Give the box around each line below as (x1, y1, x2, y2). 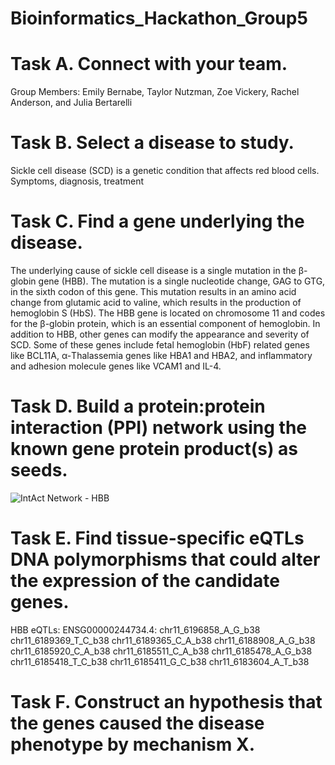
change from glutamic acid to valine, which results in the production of (10, 297, 302, 308)
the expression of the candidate (10, 570, 280, 592)
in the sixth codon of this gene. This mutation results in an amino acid (10, 286, 297, 297)
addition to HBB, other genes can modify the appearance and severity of (10, 328, 310, 340)
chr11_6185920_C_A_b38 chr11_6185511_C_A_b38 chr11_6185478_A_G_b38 (10, 645, 313, 657)
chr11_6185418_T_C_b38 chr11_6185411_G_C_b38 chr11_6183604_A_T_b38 (10, 655, 310, 667)
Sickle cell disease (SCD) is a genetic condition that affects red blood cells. (10, 165, 320, 177)
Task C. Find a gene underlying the (10, 210, 305, 233)
